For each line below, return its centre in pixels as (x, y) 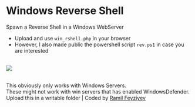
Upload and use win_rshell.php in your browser (73, 38)
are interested (31, 50)
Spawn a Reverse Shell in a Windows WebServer (65, 27)
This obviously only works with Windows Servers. (66, 85)
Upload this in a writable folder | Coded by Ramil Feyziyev (76, 98)
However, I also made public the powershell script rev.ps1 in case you (99, 44)
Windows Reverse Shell (65, 11)
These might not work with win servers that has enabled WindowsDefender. (98, 91)
